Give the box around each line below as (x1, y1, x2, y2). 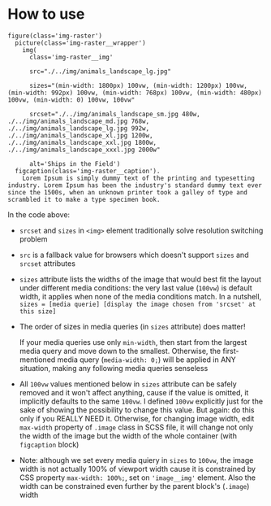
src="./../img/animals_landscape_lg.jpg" (28, 67, 172, 76)
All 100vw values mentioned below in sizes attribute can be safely (19, 379, 237, 389)
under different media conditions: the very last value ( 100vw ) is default (19, 282, 252, 293)
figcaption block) (19, 439, 80, 449)
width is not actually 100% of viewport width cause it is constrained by (19, 464, 256, 473)
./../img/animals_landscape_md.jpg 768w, (7, 117, 150, 125)
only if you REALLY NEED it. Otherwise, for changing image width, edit (19, 413, 255, 423)
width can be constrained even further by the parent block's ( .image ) (19, 481, 250, 491)
